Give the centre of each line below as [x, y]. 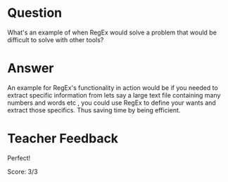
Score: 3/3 [23, 171]
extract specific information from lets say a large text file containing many [114, 95]
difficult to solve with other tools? [56, 39]
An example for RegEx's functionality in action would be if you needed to [113, 87]
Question [34, 13]
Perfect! [19, 158]
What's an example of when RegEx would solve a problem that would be [112, 32]
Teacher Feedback [63, 139]
